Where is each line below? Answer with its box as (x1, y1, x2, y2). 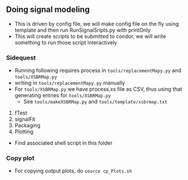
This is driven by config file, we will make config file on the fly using (14, 20, 179, 27)
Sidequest (6, 53, 36, 62)
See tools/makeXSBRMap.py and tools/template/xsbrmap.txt (23, 98, 167, 105)
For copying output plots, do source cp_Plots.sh (14, 167, 132, 175)
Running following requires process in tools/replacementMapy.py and (14, 67, 182, 74)
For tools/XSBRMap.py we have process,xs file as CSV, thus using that (14, 86, 182, 93)
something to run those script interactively (14, 39, 117, 46)
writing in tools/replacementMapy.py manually (14, 79, 125, 87)
